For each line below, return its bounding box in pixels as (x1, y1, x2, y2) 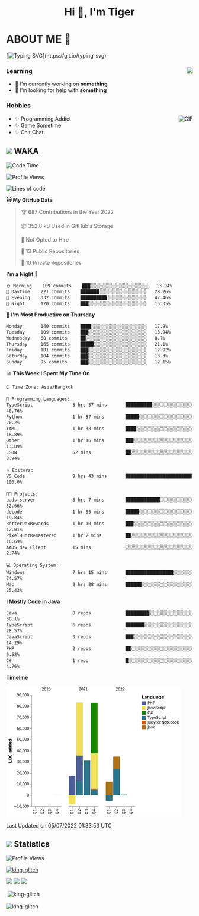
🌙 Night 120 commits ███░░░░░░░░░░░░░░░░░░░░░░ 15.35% (6, 300, 171, 306)
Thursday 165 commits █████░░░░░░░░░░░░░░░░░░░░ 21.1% (6, 341, 168, 347)
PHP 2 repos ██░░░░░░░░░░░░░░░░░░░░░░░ (6, 645, 192, 652)
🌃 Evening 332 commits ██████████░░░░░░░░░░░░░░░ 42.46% (6, 294, 171, 300)
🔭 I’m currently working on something (14, 80, 108, 88)
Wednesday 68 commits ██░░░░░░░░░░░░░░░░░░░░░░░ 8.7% (6, 335, 166, 341)
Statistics (14, 839, 50, 849)
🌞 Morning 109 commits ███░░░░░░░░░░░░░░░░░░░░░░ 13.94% (6, 283, 173, 289)
